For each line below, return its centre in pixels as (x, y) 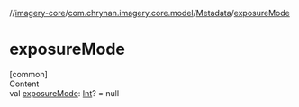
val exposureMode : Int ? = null (64, 93)
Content (24, 84)
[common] (28, 74)
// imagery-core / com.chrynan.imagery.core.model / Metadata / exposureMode (149, 13)
